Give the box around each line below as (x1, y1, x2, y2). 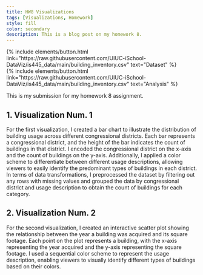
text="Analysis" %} (130, 80, 179, 88)
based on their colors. (6, 262, 61, 270)
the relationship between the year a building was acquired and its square (6, 230, 188, 237)
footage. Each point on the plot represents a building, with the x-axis (6, 237, 178, 244)
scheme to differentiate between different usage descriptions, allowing (6, 158, 183, 165)
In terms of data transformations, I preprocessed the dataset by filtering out (6, 171, 195, 178)
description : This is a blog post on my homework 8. (6, 32, 142, 38)
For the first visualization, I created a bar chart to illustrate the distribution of (6, 126, 197, 133)
